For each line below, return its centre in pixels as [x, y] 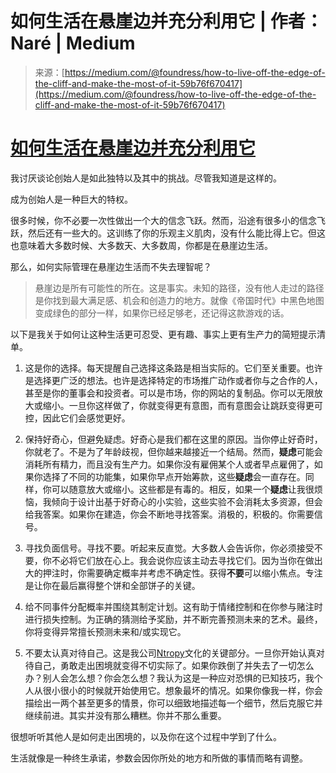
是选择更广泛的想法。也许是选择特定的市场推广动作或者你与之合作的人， [173, 380]
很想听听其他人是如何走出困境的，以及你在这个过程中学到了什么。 [146, 736]
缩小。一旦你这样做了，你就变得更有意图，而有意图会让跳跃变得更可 [182, 405]
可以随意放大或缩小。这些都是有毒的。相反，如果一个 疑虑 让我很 [183, 489]
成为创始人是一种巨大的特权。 [71, 199]
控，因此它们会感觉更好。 [77, 418]
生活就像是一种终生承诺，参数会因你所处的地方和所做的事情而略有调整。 [159, 758]
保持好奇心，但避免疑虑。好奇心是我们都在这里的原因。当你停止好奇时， [173, 439]
